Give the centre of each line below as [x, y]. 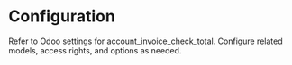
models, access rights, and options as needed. [95, 50]
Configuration [62, 16]
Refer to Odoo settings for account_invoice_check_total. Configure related [146, 41]
